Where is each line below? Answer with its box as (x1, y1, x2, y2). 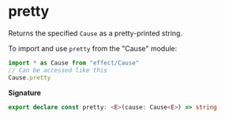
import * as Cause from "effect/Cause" (8, 58, 140, 67)
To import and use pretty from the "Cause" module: (8, 43, 178, 53)
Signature (8, 87, 42, 97)
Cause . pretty (8, 73, 51, 81)
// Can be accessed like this (8, 66, 108, 74)
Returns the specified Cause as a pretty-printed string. (8, 28, 183, 38)
